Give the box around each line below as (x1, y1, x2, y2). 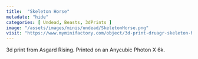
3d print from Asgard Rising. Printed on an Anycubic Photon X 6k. (6, 46, 166, 53)
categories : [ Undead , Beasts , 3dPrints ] (6, 19, 112, 25)
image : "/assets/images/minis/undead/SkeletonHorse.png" (6, 25, 149, 31)
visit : (6, 30, 22, 36)
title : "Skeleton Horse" (6, 8, 70, 15)
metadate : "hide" (6, 14, 49, 20)
